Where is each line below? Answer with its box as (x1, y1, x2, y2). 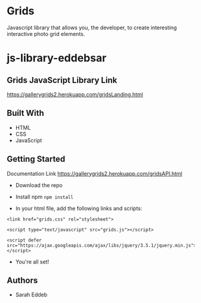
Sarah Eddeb (15, 291, 48, 298)
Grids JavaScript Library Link (7, 75, 117, 85)
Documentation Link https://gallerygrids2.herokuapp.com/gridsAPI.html (7, 170, 183, 177)
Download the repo (15, 181, 63, 189)
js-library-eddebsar (7, 51, 107, 65)
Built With (7, 108, 44, 118)
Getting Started (7, 154, 66, 164)
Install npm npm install (15, 193, 74, 200)
